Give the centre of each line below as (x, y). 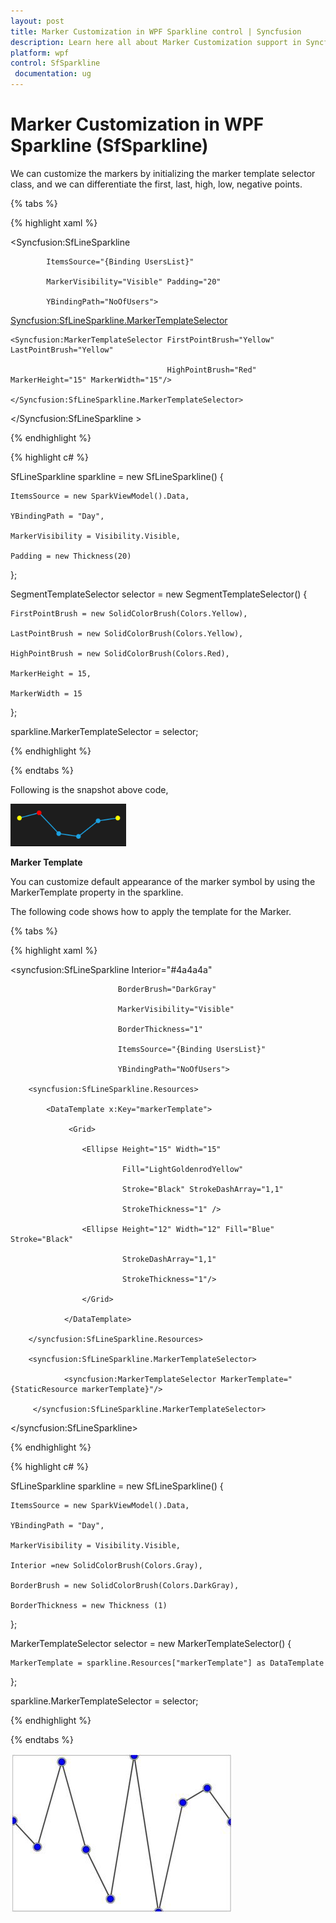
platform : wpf (40, 53)
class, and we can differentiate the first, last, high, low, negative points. (156, 184)
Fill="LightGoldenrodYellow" (182, 1169)
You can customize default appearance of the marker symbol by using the (163, 881)
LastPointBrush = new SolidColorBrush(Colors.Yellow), (127, 633)
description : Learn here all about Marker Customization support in (156, 42)
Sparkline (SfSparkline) (109, 146)
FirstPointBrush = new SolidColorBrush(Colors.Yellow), (129, 613)
